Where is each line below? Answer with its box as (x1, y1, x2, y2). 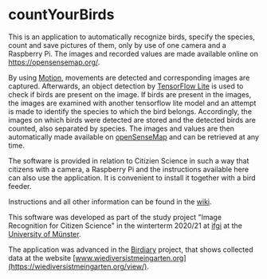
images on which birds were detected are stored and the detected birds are (8, 115, 257, 124)
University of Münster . (8, 229, 81, 238)
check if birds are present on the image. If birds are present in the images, (8, 89, 252, 99)
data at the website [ (8, 253, 76, 262)
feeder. (8, 181, 32, 191)
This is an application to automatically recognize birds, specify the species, (8, 32, 255, 41)
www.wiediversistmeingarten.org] (75, 253, 187, 262)
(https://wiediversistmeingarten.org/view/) (8, 261, 147, 271)
